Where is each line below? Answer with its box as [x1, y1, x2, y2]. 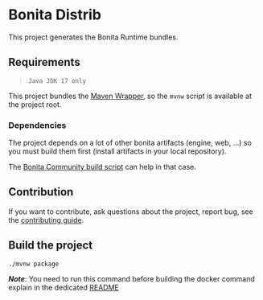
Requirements [8, 55, 80, 69]
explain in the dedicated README [8, 282, 119, 292]
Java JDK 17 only [27, 76, 87, 85]
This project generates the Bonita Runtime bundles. [8, 32, 179, 42]
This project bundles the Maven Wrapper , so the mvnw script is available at [8, 91, 252, 101]
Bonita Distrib [8, 6, 102, 24]
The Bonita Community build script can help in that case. [8, 162, 197, 172]
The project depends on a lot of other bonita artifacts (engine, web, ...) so [8, 138, 252, 148]
